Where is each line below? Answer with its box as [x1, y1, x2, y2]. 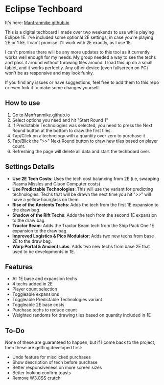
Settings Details [5, 163, 55, 171]
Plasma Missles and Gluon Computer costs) [12, 180, 100, 187]
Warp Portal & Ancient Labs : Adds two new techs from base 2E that [12, 243, 150, 249]
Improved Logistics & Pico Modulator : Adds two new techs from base [12, 233, 154, 239]
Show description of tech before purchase [12, 359, 98, 365]
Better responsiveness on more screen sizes [12, 364, 102, 371]
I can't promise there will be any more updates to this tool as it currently [5, 49, 150, 55]
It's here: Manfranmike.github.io [5, 20, 70, 26]
